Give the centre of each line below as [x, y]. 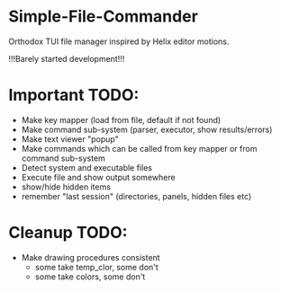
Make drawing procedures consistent [91, 257]
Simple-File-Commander [104, 17]
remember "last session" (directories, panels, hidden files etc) [136, 196]
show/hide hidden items [66, 187]
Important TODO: [74, 95]
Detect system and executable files [86, 167]
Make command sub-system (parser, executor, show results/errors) [147, 129]
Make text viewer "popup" [70, 139]
